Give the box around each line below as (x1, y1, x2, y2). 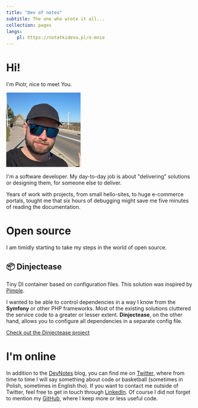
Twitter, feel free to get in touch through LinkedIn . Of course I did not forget (6, 388, 191, 396)
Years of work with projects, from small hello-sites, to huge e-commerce (6, 191, 184, 198)
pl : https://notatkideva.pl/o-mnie (17, 34, 105, 41)
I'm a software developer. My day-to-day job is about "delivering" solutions (6, 173, 190, 180)
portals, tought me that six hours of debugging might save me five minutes (6, 197, 189, 205)
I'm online (6, 350, 56, 363)
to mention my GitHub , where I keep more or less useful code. (6, 394, 158, 401)
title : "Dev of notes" (6, 10, 62, 15)
